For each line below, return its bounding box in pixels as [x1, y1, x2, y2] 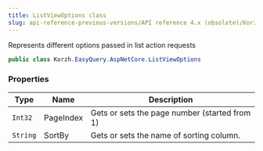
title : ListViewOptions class [8, 11, 107, 20]
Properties [8, 74, 49, 84]
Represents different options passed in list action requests [8, 40, 196, 49]
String [12, 131, 37, 139]
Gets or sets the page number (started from [90, 107, 251, 118]
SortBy [44, 130, 69, 141]
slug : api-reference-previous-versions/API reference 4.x [8, 19, 201, 27]
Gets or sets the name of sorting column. [90, 130, 241, 141]
